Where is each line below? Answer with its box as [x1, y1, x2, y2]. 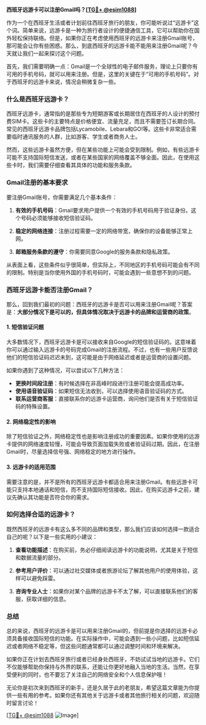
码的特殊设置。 [15, 403, 53, 410]
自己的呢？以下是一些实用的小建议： [6, 533, 98, 540]
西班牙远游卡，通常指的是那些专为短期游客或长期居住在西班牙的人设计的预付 [6, 110, 200, 117]
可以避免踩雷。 [20, 574, 59, 582]
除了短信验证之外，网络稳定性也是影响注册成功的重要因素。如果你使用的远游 [6, 433, 200, 440]
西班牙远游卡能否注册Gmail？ [6, 285, 93, 294]
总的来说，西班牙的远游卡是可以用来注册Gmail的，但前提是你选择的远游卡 [6, 627, 193, 635]
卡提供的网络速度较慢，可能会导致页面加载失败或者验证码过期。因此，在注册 [6, 440, 200, 448]
